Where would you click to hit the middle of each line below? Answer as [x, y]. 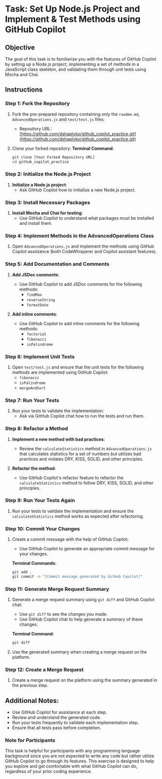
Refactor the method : [34, 468]
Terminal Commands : [34, 563]
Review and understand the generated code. [57, 717]
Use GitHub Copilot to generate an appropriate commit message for [87, 549]
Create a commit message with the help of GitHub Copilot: [70, 540]
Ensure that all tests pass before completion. [57, 728]
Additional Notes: [32, 701]
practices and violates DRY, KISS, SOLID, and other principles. [81, 459]
